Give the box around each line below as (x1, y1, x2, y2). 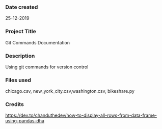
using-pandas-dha (5, 118, 45, 124)
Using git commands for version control (5, 64, 89, 70)
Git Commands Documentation (5, 39, 70, 45)
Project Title (5, 28, 37, 35)
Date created (5, 4, 38, 11)
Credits (5, 101, 24, 108)
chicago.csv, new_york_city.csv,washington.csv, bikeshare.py (5, 88, 135, 94)
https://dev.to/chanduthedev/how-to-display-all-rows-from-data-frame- (5, 112, 157, 118)
